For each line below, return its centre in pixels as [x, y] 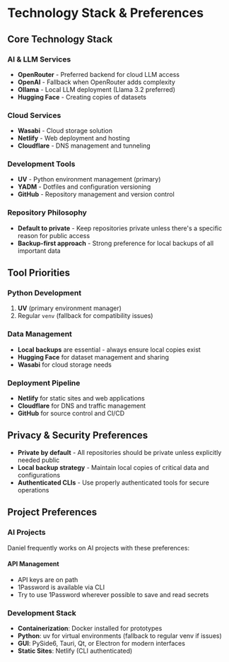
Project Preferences [52, 513]
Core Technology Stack [60, 39]
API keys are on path [48, 579]
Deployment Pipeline [44, 383]
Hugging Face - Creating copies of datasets [82, 97]
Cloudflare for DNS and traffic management [82, 406]
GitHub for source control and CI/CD [71, 413]
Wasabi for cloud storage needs [64, 365]
